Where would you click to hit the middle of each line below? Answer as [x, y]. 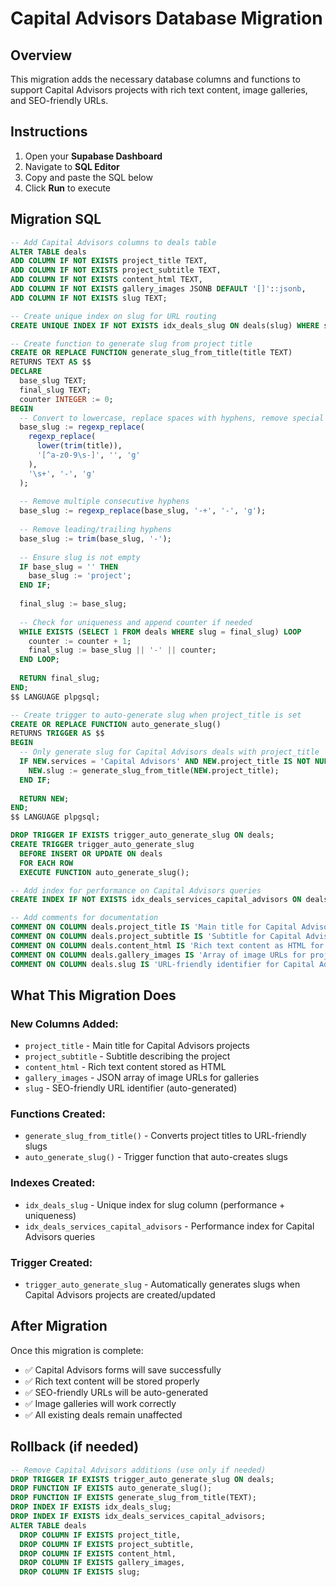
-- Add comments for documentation [84, 918]
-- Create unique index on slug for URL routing [113, 316]
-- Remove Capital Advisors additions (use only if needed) [138, 1470]
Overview [41, 55]
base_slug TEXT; [53, 381]
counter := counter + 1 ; [80, 641]
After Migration [59, 1326]
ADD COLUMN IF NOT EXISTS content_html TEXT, [106, 280]
